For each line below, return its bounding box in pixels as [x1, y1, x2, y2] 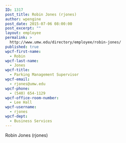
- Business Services [9, 118, 52, 124]
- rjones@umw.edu [9, 81, 46, 86]
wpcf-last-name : [5, 58, 39, 63]
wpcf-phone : [5, 86, 30, 91]
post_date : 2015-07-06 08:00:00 [5, 21, 72, 26]
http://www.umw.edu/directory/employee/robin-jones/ [9, 40, 122, 45]
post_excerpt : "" [5, 26, 41, 31]
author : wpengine [5, 16, 41, 21]
